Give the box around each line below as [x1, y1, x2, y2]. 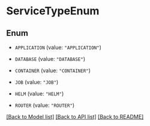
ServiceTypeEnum [6, 4, 100, 18]
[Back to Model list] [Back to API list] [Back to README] [6, 113, 144, 120]
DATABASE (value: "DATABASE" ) [14, 56, 86, 62]
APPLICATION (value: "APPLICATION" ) [14, 44, 102, 51]
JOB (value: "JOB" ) [14, 79, 59, 85]
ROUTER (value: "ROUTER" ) [14, 102, 75, 109]
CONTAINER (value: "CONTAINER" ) [14, 67, 91, 74]
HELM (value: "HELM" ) [14, 90, 64, 97]
